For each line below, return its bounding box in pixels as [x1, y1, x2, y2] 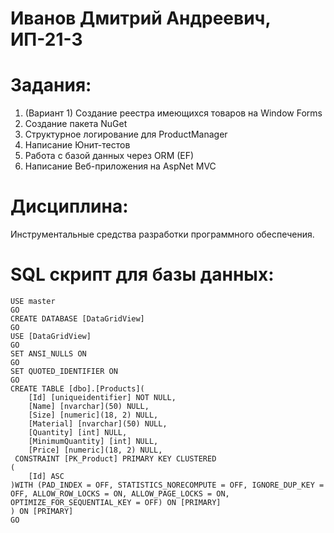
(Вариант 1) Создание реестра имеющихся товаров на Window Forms [24, 107, 323, 119]
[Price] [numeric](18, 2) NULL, [28, 445, 163, 455]
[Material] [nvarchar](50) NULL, [28, 419, 168, 429]
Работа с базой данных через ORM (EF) [24, 150, 195, 162]
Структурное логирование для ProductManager [24, 128, 228, 141]
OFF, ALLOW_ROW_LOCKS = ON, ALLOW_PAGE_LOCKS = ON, [10, 489, 230, 499]
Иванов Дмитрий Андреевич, [10, 7, 271, 30]
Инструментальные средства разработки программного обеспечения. [10, 228, 315, 241]
